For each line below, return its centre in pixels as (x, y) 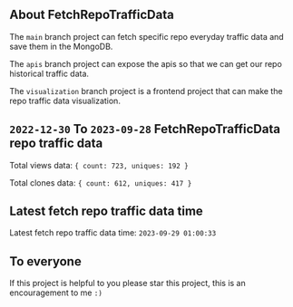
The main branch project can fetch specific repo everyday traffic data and (146, 36)
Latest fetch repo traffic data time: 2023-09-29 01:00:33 (113, 233)
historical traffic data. (49, 73)
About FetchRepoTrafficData (92, 15)
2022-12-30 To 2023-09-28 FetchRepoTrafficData (145, 129)
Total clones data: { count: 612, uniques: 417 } (101, 182)
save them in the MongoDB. (61, 46)
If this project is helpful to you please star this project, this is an (128, 283)
